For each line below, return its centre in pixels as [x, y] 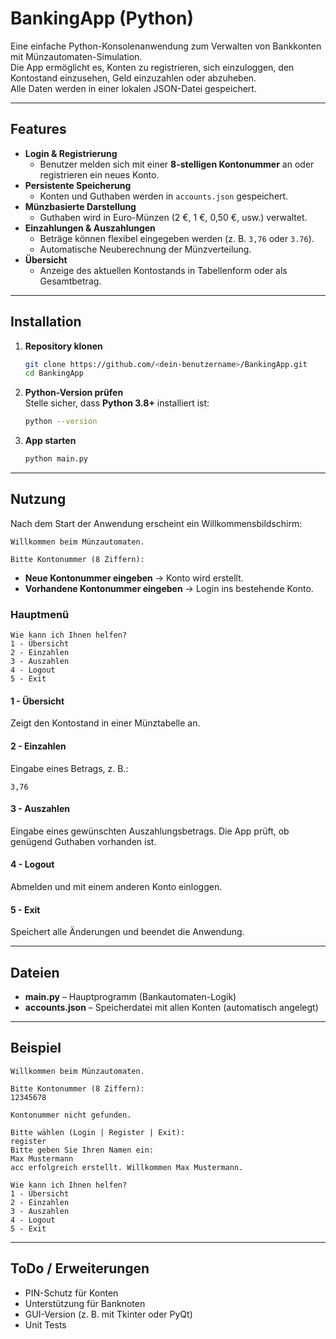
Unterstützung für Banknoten [85, 1303]
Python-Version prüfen [74, 393]
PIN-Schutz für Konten [71, 1293]
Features [38, 129]
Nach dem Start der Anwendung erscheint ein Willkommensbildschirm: [156, 523]
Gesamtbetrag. [70, 281]
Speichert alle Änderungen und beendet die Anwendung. [127, 932]
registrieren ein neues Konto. [99, 174]
